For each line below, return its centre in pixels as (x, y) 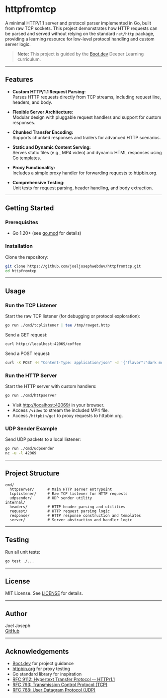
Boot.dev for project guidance (43, 663)
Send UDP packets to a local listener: (43, 439)
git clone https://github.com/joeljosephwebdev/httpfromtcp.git (73, 266)
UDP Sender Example (31, 428)
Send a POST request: (28, 353)
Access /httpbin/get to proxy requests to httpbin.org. (68, 415)
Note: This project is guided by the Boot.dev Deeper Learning (81, 54)
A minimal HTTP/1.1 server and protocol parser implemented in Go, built (78, 23)
